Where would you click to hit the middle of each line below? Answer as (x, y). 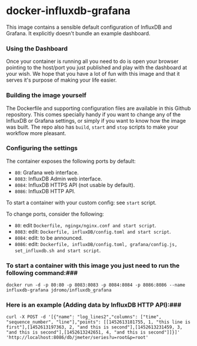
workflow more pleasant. (36, 133)
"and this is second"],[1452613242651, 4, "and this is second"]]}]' (93, 332)
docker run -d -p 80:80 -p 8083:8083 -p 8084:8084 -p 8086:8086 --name (96, 285)
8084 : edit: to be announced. (49, 238)
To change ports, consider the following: (55, 214)
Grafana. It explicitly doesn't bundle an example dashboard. (79, 33)
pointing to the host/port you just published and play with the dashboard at (96, 68)
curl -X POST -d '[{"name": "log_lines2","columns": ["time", (84, 317)
